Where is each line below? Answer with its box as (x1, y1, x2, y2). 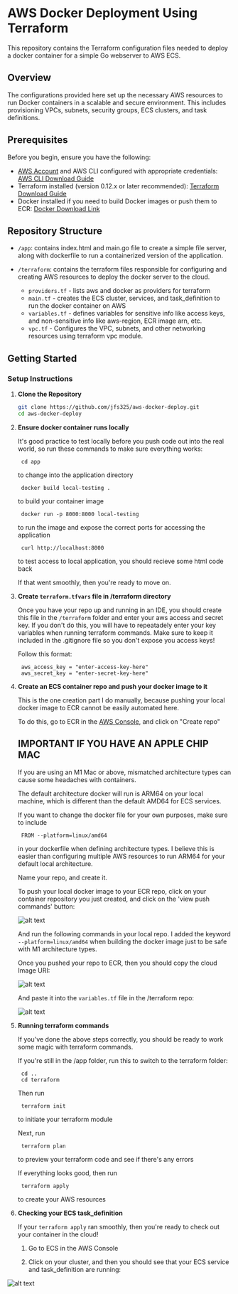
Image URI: (17, 966, 50, 975)
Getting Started (7, 352, 77, 364)
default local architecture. (17, 859, 94, 868)
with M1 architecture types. (17, 944, 97, 953)
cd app (21, 458, 40, 465)
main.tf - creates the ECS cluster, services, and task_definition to (28, 294, 220, 303)
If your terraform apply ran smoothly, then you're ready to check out (17, 1222, 220, 1231)
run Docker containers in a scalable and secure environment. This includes (7, 98, 227, 107)
